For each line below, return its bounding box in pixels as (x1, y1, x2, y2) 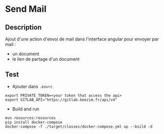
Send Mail (5, 3, 47, 15)
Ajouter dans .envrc (12, 83, 53, 89)
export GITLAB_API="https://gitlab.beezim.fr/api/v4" (5, 97, 118, 102)
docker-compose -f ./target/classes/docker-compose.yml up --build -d (5, 124, 153, 129)
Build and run (12, 106, 39, 112)
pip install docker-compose (5, 120, 63, 125)
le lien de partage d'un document (12, 56, 80, 62)
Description (5, 23, 42, 32)
